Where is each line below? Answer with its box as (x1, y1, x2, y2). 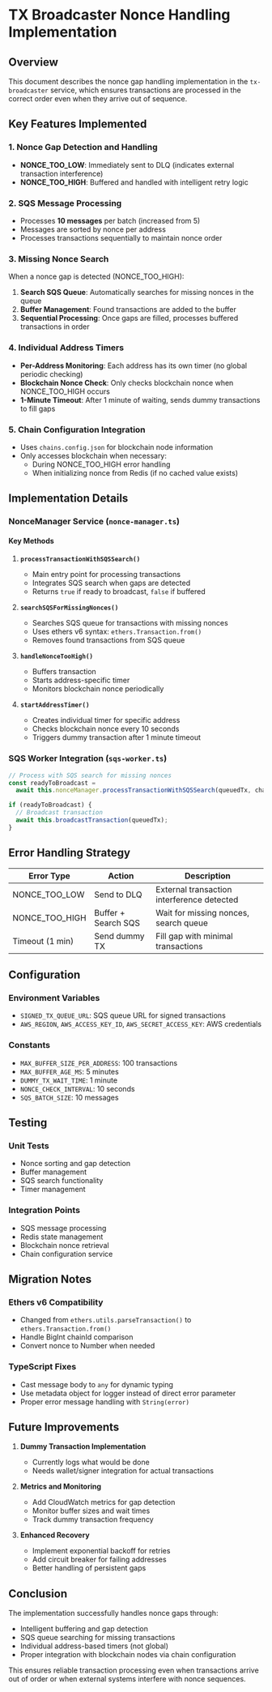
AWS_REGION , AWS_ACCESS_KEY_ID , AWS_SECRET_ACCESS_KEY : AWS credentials (19, 1019, 261, 1029)
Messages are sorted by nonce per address (19, 224, 166, 234)
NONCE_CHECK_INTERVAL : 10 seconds (19, 1083, 135, 1093)
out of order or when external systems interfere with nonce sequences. (8, 1674, 246, 1684)
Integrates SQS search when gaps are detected (32, 578, 191, 588)
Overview (8, 55, 59, 69)
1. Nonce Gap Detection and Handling (8, 142, 158, 153)
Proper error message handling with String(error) (19, 1396, 190, 1407)
